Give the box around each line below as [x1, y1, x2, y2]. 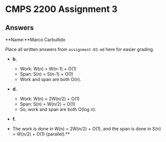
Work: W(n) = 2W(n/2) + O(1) [19, 96, 80, 101]
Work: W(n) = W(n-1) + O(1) [19, 66, 76, 71]
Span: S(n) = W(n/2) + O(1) [19, 101, 75, 107]
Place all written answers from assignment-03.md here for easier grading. [5, 46, 154, 52]
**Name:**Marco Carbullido [5, 36, 66, 42]
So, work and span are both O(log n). [19, 106, 96, 112]
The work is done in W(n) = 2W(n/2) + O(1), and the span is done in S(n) [12, 126, 161, 131]
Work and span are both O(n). [19, 76, 81, 82]
